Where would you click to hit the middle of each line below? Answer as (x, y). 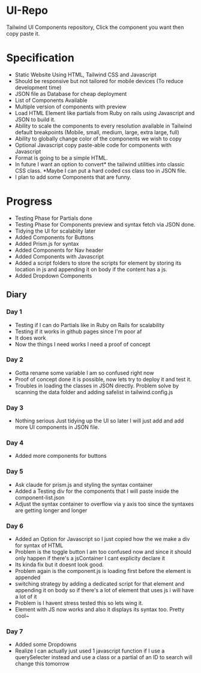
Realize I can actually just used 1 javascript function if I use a (90, 651)
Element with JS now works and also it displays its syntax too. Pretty (100, 609)
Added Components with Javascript (59, 256)
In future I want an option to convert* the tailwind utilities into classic (100, 164)
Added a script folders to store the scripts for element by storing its (98, 263)
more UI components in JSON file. (57, 427)
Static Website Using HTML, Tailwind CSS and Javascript (86, 74)
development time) (38, 87)
